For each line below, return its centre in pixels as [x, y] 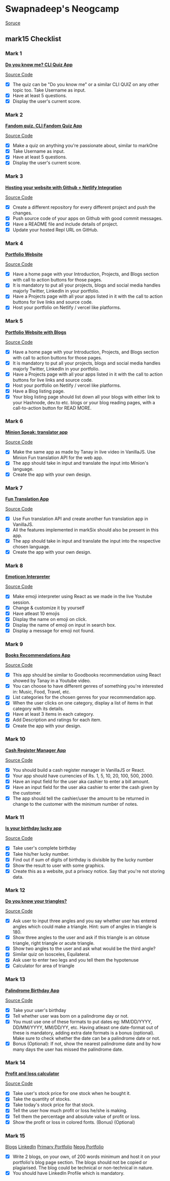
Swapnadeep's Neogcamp [62, 9]
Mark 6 [14, 421]
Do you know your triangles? [36, 901]
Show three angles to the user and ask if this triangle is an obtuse [81, 938]
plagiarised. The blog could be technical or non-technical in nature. [83, 1168]
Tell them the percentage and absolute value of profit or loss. [76, 1116]
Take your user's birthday [39, 1010]
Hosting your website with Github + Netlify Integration [63, 187]
